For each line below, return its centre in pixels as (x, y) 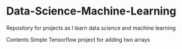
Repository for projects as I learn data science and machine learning (91, 28)
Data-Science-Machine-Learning (91, 11)
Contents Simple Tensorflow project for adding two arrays (78, 39)
